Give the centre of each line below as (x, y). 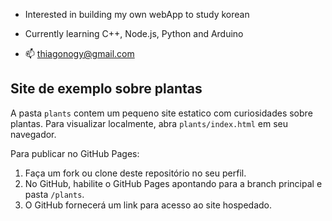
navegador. (33, 134)
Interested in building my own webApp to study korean (137, 14)
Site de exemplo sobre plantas (106, 89)
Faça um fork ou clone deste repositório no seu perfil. (135, 173)
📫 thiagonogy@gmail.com (79, 53)
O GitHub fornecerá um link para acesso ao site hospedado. (148, 205)
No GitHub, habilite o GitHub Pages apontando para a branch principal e (173, 183)
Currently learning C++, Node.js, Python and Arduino (134, 33)
